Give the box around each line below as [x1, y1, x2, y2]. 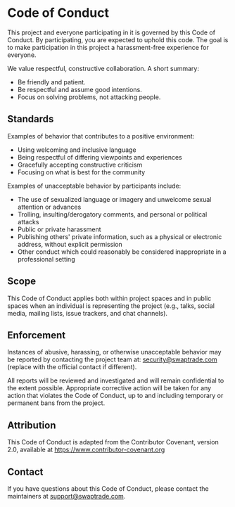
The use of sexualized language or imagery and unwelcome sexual [17, 195, 212, 203]
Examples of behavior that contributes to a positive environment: [7, 131, 195, 140]
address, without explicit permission [17, 240, 123, 248]
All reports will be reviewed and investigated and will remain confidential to [7, 376, 224, 385]
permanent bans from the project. [7, 399, 106, 407]
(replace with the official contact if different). [7, 363, 137, 371]
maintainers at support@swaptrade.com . [7, 492, 126, 500]
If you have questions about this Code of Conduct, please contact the [7, 484, 209, 493]
